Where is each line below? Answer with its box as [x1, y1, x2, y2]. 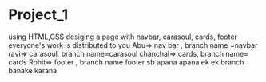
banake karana [8, 65, 58, 75]
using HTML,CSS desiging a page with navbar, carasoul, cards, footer [8, 32, 238, 41]
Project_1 [8, 6, 69, 24]
